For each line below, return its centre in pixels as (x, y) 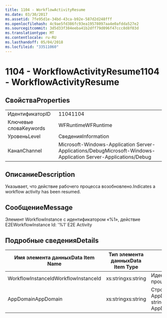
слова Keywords (27, 128)
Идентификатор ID (29, 114)
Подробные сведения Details (52, 240)
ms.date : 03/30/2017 (27, 14)
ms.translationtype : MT (30, 33)
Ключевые (20, 122)
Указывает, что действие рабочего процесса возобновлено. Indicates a (80, 186)
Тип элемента (126, 255)
